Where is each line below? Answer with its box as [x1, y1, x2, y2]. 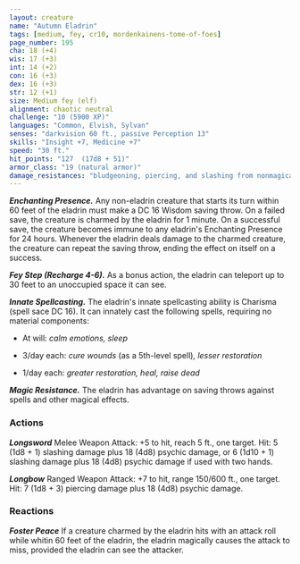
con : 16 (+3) [9, 72, 58, 80]
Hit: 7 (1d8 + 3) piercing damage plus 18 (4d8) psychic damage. [9, 483, 244, 493]
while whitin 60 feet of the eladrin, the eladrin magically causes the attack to [9, 535, 290, 545]
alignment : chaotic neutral [9, 105, 114, 114]
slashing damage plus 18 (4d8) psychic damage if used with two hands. [9, 456, 273, 467]
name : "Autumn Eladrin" [9, 21, 98, 30]
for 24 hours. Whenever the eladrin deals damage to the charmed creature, [9, 233, 286, 244]
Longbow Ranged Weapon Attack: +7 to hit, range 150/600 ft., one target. [9, 473, 281, 484]
